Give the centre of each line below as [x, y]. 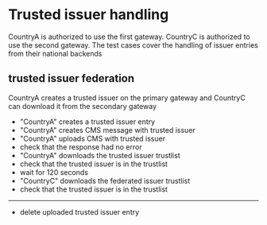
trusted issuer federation [72, 78]
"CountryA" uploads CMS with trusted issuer [92, 138]
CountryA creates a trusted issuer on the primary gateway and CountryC [127, 98]
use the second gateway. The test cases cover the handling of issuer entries [133, 45]
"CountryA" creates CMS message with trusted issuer [108, 130]
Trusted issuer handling [89, 15]
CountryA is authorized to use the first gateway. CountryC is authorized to [129, 37]
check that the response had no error [81, 147]
